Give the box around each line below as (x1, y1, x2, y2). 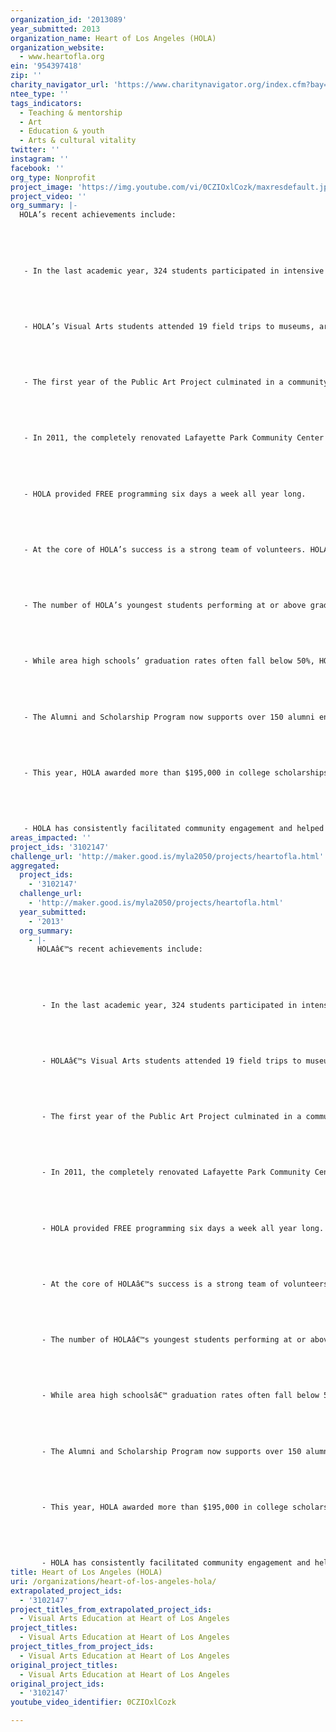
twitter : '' (10, 145, 60, 155)
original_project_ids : (10, 1679, 105, 1689)
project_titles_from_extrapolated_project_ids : (10, 1604, 213, 1615)
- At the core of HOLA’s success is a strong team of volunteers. (23, 544, 307, 555)
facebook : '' (10, 163, 65, 173)
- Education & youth (19, 126, 105, 136)
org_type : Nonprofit (10, 172, 97, 183)
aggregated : (10, 861, 60, 871)
